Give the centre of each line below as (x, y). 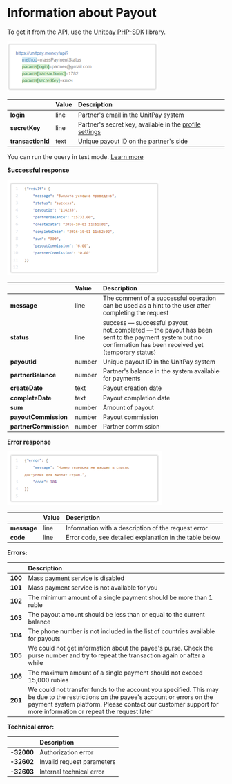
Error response (29, 442)
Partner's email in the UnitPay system (131, 115)
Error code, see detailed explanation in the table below (143, 537)
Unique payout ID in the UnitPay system (159, 362)
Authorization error (67, 752)
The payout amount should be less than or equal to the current (116, 614)
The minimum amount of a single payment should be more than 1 (120, 597)
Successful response (38, 170)
